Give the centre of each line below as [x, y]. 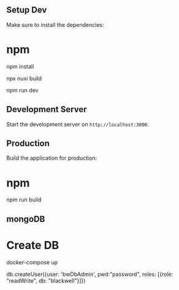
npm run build [24, 200]
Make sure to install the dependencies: [55, 24]
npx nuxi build [24, 78]
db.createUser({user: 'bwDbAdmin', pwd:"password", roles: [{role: [90, 274]
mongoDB [26, 219]
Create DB [33, 245]
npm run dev [22, 90]
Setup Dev [27, 10]
